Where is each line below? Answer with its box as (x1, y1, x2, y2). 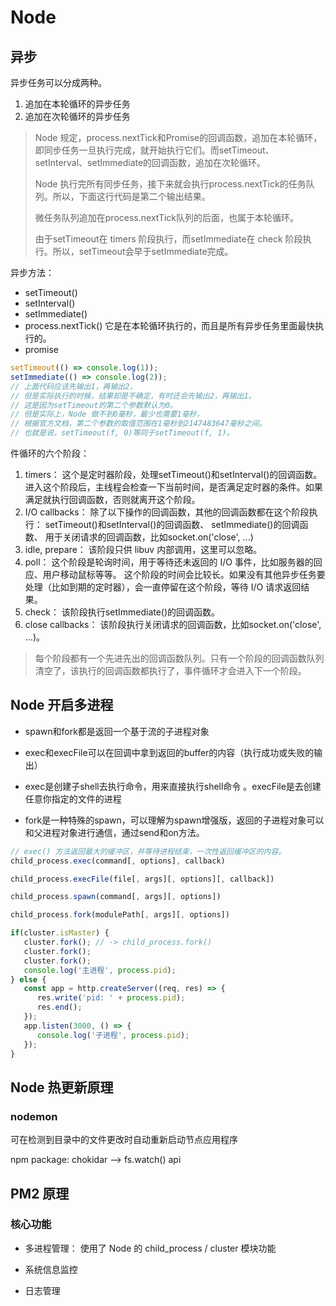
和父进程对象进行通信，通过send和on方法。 (24, 826, 205, 838)
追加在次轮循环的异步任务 (24, 111, 131, 122)
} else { (10, 974, 47, 985)
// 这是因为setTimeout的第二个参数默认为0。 (10, 400, 178, 410)
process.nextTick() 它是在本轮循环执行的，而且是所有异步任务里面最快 (24, 320, 316, 331)
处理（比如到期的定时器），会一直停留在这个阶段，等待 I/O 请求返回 (24, 581, 302, 593)
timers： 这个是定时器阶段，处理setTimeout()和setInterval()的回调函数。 (24, 469, 323, 480)
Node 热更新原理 (10, 1079, 114, 1096)
